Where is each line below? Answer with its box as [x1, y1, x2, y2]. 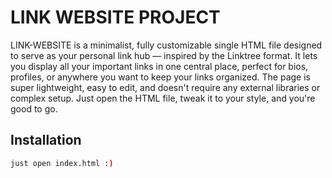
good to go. [10, 102, 58, 115]
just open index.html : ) [10, 158, 114, 168]
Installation [10, 132, 82, 149]
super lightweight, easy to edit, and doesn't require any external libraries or [10, 81, 321, 93]
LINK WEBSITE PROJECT [10, 6, 221, 29]
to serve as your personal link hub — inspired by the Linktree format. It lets [10, 49, 318, 61]
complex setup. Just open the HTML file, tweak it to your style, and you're [10, 92, 316, 104]
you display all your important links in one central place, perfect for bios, [10, 60, 309, 72]
